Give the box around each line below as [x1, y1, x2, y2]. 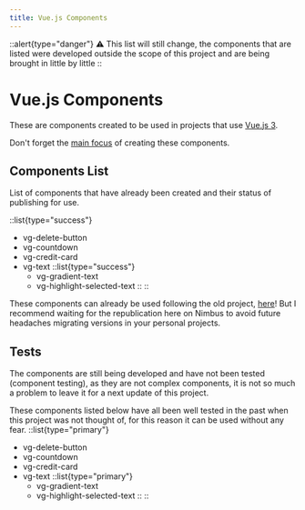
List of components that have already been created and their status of [9, 187, 271, 198]
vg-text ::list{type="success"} [22, 261, 136, 273]
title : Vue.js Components [9, 13, 107, 23]
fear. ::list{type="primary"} [9, 425, 109, 435]
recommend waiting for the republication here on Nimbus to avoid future [9, 308, 281, 319]
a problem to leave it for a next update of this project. [9, 387, 209, 398]
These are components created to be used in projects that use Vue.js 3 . [9, 119, 279, 130]
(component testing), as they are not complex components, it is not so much [9, 378, 296, 389]
